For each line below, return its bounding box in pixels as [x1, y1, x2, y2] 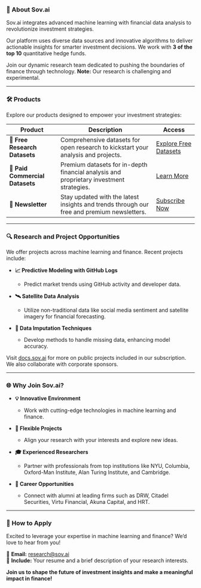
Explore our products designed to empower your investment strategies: [6, 111, 182, 118]
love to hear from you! [6, 539, 61, 546]
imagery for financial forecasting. [23, 312, 106, 320]
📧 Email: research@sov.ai [6, 551, 70, 558]
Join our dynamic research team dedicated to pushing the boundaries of [6, 61, 185, 68]
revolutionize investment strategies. [6, 25, 94, 32]
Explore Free [156, 139, 192, 148]
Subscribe [156, 196, 185, 205]
